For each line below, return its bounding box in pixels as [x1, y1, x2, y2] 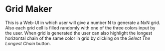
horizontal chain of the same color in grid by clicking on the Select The [5, 35, 151, 41]
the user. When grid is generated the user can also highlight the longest [5, 30, 153, 36]
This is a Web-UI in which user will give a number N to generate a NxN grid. [5, 20, 161, 25]
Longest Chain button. [5, 40, 51, 46]
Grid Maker [5, 3, 52, 15]
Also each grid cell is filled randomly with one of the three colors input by [5, 25, 156, 30]
